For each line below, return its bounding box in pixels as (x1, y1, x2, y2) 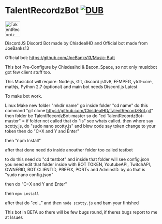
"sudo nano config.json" (5, 172, 54, 178)
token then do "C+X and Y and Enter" (5, 128, 80, 134)
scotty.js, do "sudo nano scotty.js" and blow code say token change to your (5, 123, 156, 129)
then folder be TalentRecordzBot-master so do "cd (5, 113, 106, 119)
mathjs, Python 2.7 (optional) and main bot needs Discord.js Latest (5, 84, 138, 90)
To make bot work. (5, 93, 43, 99)
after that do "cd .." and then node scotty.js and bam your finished (5, 200, 139, 206)
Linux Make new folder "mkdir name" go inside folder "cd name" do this (5, 102, 148, 108)
